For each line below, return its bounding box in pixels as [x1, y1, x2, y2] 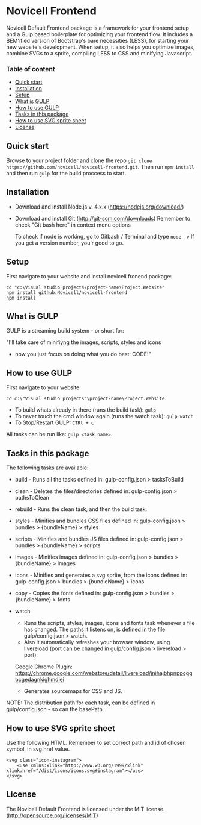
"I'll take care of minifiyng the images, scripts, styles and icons [6, 339, 161, 346]
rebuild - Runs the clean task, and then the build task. [14, 506, 148, 513]
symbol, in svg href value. [6, 745, 70, 753]
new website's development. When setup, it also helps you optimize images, [6, 43, 195, 51]
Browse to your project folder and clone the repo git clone [6, 157, 152, 164]
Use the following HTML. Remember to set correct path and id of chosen [6, 739, 186, 746]
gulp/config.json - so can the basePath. [6, 706, 104, 713]
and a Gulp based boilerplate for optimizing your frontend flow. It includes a [6, 30, 193, 37]
